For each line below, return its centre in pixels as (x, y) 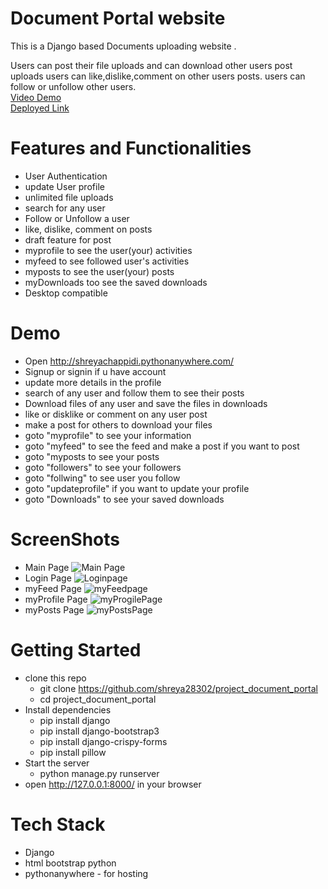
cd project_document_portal (98, 699)
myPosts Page (54, 609)
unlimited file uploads (69, 197)
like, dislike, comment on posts (88, 229)
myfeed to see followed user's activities (107, 261)
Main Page (47, 567)
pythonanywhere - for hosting (86, 873)
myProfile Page (56, 599)
